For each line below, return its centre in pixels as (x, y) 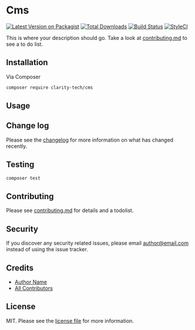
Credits (20, 268)
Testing (20, 165)
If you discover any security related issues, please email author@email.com (97, 243)
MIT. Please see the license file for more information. (70, 321)
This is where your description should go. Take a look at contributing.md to (97, 38)
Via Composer (23, 76)
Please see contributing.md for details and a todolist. (70, 211)
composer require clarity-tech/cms (50, 87)
